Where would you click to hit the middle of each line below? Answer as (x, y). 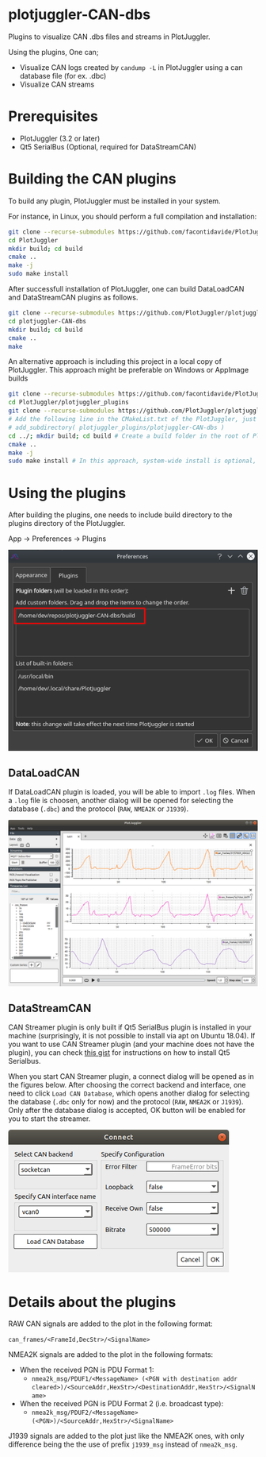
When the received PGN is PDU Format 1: (87, 1370)
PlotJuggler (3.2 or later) (60, 138)
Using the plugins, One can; (53, 52)
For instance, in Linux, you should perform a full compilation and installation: (133, 216)
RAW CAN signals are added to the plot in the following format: (110, 1324)
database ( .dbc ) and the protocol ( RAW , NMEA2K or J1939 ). (98, 809)
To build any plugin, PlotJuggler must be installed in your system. (114, 201)
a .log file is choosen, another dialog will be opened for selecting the (121, 801)
